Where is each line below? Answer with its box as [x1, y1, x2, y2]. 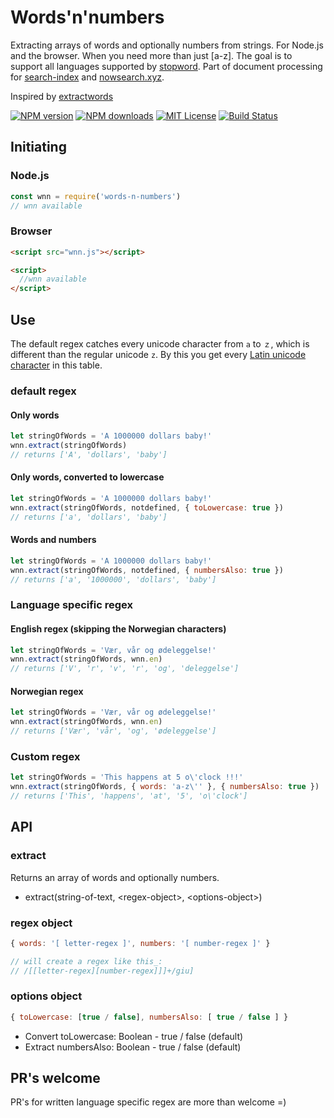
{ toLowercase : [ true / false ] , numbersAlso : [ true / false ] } [10, 1012, 289, 1022]
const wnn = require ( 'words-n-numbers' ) [10, 191, 182, 201]
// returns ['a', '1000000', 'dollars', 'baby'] [10, 574, 217, 585]
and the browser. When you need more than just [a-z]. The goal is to [10, 49, 293, 61]
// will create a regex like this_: [10, 956, 163, 966]
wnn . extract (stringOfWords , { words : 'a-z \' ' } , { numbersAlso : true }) [10, 782, 320, 792]
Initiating [10, 139, 67, 156]
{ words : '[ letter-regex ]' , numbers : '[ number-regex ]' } [10, 938, 271, 948]
